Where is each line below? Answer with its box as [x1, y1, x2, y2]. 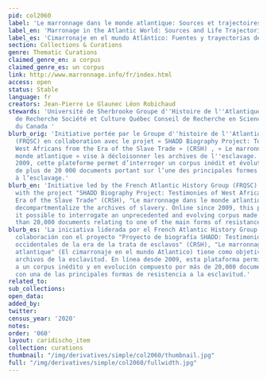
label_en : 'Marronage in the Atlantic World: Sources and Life [8, 26, 222, 34]
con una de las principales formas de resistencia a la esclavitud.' [15, 270, 250, 278]
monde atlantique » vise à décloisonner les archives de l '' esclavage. [15, 152, 258, 160]
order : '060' [8, 329, 52, 338]
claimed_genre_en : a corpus [8, 56, 102, 64]
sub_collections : [8, 285, 66, 293]
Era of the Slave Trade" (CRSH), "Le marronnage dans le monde [15, 196, 229, 204]
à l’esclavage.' [15, 174, 69, 183]
